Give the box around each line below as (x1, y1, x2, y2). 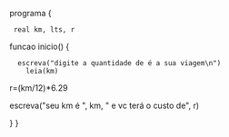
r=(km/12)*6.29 (9, 83, 68, 93)
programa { (9, 8, 52, 18)
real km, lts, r (13, 25, 75, 34)
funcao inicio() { (9, 41, 70, 52)
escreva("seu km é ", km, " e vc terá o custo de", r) (9, 100, 200, 111)
